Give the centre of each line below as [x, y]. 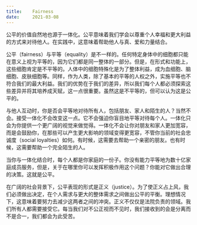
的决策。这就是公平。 [32, 174]
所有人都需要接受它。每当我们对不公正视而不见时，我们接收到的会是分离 [98, 209]
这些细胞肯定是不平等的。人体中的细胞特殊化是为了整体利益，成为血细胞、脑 [98, 69]
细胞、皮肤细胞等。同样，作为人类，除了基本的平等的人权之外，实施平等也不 [98, 76]
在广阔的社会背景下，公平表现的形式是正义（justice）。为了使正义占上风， [95, 187]
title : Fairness [30, 11]
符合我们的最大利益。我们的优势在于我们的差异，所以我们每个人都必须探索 [96, 83]
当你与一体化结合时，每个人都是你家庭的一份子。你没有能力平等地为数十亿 [96, 159]
